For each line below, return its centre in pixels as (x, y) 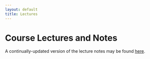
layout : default (21, 9)
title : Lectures (21, 14)
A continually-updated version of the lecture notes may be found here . (75, 51)
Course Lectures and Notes (61, 38)
